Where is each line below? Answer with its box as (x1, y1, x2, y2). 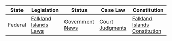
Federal (8, 21, 27, 28)
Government (63, 18, 94, 25)
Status (71, 7, 88, 13)
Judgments (99, 25, 127, 31)
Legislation (31, 7, 59, 13)
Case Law (101, 7, 126, 13)
